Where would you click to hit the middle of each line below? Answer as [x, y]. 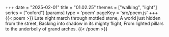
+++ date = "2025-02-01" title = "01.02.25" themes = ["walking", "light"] [81, 7]
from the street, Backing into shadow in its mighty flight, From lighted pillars [84, 23]
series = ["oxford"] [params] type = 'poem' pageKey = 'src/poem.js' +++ [82, 13]
